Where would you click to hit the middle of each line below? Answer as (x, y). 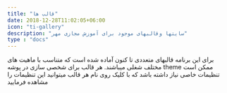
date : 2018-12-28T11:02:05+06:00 (56, 20)
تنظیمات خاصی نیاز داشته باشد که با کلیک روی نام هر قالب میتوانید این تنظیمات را (114, 75)
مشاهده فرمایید (27, 82)
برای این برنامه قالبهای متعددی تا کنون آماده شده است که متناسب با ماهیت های (111, 59)
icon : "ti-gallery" (36, 27)
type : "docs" (28, 40)
